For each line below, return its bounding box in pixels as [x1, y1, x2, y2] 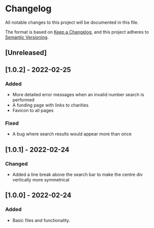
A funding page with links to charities [12, 102, 89, 108]
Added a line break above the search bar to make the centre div [12, 171, 143, 177]
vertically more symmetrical [12, 177, 70, 182]
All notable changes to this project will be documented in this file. [5, 19, 139, 25]
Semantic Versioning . [5, 34, 49, 40]
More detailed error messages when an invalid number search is [12, 92, 145, 98]
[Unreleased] [5, 49, 47, 57]
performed [12, 97, 35, 103]
